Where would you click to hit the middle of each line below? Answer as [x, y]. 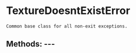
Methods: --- [31, 44]
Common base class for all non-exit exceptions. [67, 26]
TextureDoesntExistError [68, 11]
